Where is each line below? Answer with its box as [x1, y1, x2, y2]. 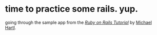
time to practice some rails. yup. [5, 3, 138, 15]
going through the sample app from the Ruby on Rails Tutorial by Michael [5, 19, 152, 25]
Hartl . [5, 24, 16, 30]
